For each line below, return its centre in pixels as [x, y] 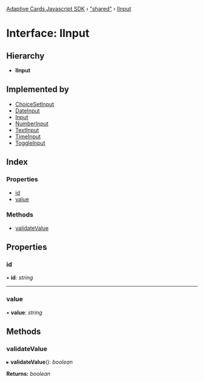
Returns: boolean [28, 374]
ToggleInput [30, 143]
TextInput [27, 130]
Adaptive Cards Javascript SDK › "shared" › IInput [69, 9]
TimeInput [28, 136]
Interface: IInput [48, 33]
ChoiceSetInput [35, 104]
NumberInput [32, 123]
